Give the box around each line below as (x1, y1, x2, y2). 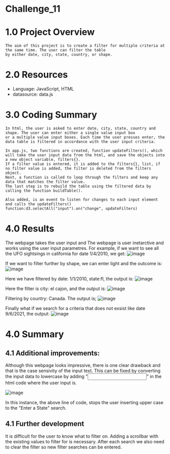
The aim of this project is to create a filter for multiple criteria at (5, 43, 165, 48)
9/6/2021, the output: (5, 310, 50, 317)
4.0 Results (5, 223, 54, 235)
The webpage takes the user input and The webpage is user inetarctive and (5, 240, 164, 246)
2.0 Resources (5, 69, 68, 80)
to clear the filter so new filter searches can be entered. (5, 444, 122, 450)
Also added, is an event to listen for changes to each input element (5, 197, 158, 202)
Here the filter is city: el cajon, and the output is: (5, 286, 106, 292)
